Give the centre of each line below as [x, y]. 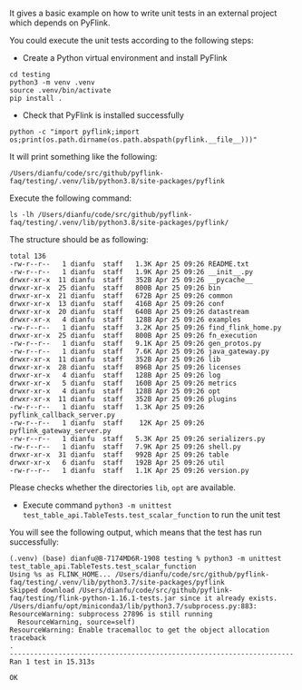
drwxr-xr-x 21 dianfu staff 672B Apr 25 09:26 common [121, 296]
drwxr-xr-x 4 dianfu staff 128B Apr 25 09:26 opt [115, 391]
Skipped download [42, 590]
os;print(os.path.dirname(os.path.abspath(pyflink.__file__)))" [133, 140]
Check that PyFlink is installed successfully [103, 115]
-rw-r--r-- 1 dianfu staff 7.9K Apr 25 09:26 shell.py [126, 447]
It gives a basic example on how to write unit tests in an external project [143, 13]
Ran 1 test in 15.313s [52, 662]
